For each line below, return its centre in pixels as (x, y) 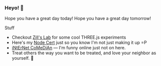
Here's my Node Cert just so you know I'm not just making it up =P (79, 43)
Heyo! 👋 (14, 8)
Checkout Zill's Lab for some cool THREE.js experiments (69, 37)
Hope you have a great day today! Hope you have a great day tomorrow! (78, 19)
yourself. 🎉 (23, 58)
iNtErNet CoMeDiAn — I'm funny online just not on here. (69, 48)
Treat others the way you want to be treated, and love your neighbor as (84, 53)
